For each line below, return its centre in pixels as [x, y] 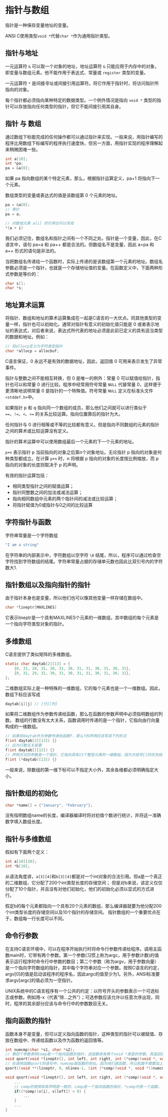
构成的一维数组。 [23, 726]
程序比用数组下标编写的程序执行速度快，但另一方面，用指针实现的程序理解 [82, 143]
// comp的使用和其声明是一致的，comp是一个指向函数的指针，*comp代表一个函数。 [88, 1087]
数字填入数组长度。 [25, 822]
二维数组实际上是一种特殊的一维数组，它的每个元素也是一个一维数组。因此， [84, 688]
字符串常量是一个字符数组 [31, 535]
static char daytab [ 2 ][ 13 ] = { [38, 664]
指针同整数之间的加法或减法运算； [47, 492]
